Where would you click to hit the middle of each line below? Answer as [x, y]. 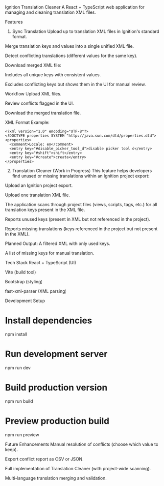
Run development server [56, 354]
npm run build [19, 401]
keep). [12, 449]
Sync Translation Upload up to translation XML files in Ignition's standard [86, 31]
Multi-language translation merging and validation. [56, 478]
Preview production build [57, 421]
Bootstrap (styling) [24, 282]
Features [14, 22]
